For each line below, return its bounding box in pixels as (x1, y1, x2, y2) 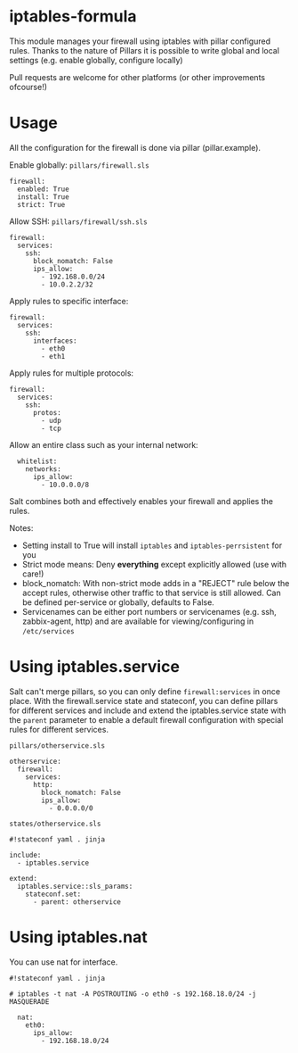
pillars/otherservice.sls (9, 741, 105, 750)
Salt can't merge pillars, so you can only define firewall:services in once (9, 685, 281, 697)
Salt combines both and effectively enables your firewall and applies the (9, 495, 274, 506)
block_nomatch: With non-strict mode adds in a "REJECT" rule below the (21, 577, 290, 588)
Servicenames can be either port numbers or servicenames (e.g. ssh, (21, 606, 278, 617)
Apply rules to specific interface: (9, 295, 129, 306)
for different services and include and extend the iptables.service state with (9, 705, 286, 716)
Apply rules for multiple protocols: (9, 368, 134, 378)
